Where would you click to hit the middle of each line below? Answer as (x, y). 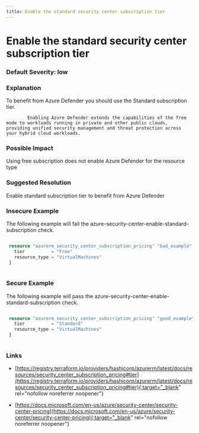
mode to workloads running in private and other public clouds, (87, 123)
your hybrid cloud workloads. (44, 134)
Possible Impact (30, 148)
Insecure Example (33, 211)
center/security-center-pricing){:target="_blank (73, 418)
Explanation (24, 88)
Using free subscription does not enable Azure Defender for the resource (96, 161)
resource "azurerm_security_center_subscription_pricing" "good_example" (102, 318)
